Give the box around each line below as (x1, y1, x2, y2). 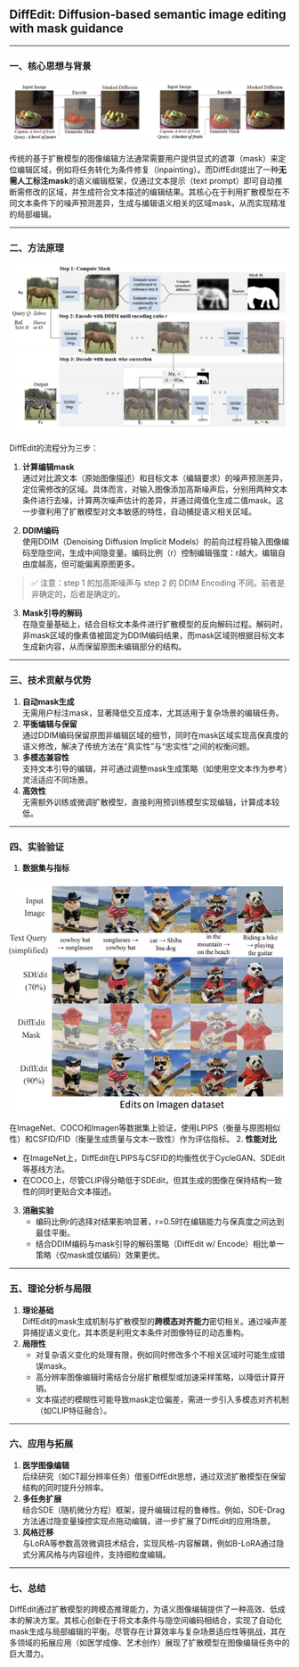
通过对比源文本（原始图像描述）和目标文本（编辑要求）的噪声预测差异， (21, 473, 287, 484)
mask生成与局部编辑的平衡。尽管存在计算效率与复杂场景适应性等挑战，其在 (9, 1626, 287, 1637)
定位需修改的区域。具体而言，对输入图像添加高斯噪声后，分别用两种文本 (21, 484, 287, 494)
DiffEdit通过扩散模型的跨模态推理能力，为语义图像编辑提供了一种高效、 (9, 1604, 271, 1614)
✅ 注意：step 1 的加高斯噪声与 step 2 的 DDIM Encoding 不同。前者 (30, 577, 278, 588)
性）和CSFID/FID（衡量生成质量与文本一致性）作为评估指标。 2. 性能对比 (9, 1133, 278, 1145)
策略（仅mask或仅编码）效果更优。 (35, 1249, 165, 1261)
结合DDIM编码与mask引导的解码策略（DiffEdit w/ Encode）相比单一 (35, 1239, 285, 1249)
